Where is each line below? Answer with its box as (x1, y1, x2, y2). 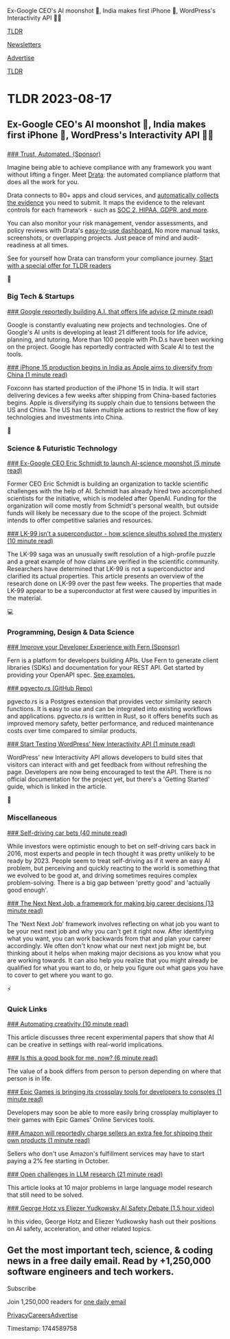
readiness (7, 240, 36, 249)
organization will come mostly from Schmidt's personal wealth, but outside (7, 502, 218, 510)
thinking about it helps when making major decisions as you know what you (7, 949, 221, 957)
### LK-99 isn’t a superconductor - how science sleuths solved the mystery (7, 530, 222, 538)
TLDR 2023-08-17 (7, 91, 112, 106)
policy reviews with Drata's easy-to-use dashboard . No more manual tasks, (7, 226, 220, 234)
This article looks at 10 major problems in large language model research (7, 1183, 213, 1191)
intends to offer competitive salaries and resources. (7, 516, 153, 525)
